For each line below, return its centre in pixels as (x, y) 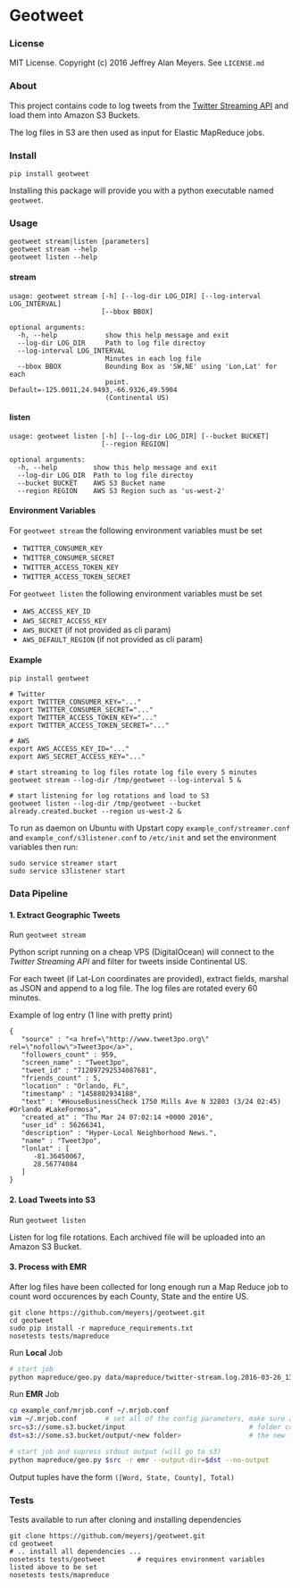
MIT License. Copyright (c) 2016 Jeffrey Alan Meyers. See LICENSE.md (137, 63)
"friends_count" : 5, (61, 1078)
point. (117, 382)
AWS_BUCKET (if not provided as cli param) (96, 630)
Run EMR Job (34, 1394)
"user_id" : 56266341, (63, 1125)
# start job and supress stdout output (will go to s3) (115, 1451)
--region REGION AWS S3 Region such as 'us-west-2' (121, 491)
